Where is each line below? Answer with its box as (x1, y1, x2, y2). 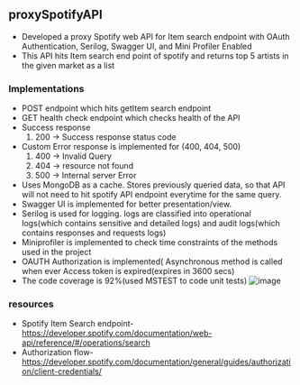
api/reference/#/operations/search (21, 337, 150, 348)
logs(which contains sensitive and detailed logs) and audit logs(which (21, 218, 281, 229)
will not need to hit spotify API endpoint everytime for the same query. (21, 189, 282, 200)
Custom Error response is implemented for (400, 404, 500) (21, 142, 241, 152)
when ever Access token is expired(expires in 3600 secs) (21, 266, 235, 277)
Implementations (8, 82, 85, 95)
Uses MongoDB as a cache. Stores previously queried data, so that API (21, 179, 286, 190)
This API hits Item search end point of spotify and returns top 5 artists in (21, 50, 289, 61)
